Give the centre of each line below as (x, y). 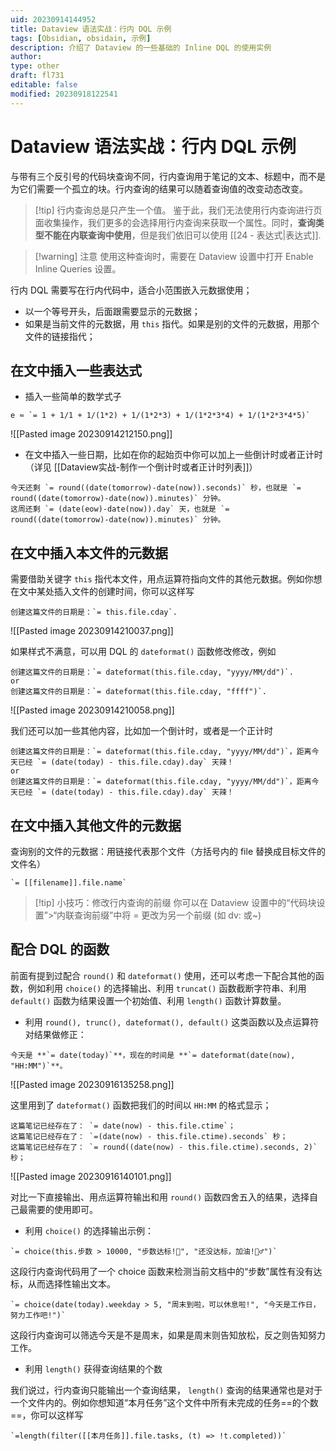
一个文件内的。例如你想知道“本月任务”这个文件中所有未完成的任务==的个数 (164, 1402)
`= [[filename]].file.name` (69, 883)
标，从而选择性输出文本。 (63, 1283)
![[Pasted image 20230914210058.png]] (92, 710)
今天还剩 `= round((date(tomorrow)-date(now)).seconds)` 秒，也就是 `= (156, 488)
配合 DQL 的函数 (60, 949)
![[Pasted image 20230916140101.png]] (91, 1176)
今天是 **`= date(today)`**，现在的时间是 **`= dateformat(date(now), (153, 1055)
